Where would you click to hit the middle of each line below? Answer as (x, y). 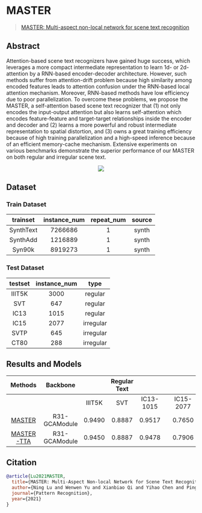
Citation (22, 462)
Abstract (23, 46)
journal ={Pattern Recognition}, (52, 493)
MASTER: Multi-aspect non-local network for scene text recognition (105, 27)
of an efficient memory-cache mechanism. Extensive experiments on (92, 144)
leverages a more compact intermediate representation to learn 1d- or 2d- (98, 67)
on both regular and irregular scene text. (56, 157)
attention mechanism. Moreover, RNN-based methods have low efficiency (98, 93)
